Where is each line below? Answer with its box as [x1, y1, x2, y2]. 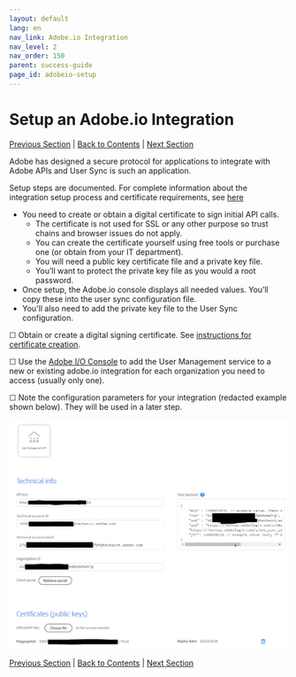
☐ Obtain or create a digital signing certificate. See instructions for [9, 329, 252, 340]
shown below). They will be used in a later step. [9, 401, 183, 412]
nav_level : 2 [9, 42, 57, 51]
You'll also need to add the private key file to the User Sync [21, 303, 239, 313]
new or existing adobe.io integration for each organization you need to [9, 365, 265, 376]
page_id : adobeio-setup [9, 71, 97, 80]
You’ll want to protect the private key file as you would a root [34, 265, 256, 276]
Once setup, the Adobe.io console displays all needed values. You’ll [21, 284, 269, 295]
